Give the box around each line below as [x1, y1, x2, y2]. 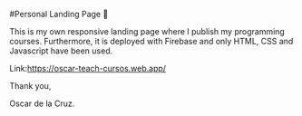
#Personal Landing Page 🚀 [9, 9, 109, 19]
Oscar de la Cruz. [9, 98, 75, 109]
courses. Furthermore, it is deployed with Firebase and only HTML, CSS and [9, 36, 294, 46]
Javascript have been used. [9, 45, 113, 56]
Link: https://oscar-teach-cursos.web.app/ [9, 63, 166, 73]
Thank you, [9, 81, 52, 91]
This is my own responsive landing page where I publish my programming [9, 26, 286, 36]
